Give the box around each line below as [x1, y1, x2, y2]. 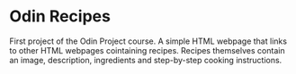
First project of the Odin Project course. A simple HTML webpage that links [9, 36, 288, 46]
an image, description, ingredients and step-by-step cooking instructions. [9, 54, 283, 65]
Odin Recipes [9, 6, 111, 27]
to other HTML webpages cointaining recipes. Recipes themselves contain [9, 45, 285, 55]
